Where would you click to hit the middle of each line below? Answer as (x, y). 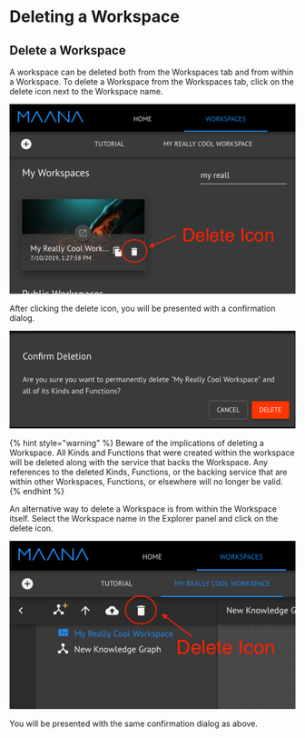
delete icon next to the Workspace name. (86, 91)
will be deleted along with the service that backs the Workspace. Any (139, 462)
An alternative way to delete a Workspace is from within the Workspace (143, 509)
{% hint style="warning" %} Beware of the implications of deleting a (137, 443)
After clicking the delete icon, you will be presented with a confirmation (143, 309)
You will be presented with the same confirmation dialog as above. (134, 723)
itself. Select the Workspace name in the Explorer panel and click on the (144, 518)
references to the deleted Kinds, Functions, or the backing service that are (148, 472)
